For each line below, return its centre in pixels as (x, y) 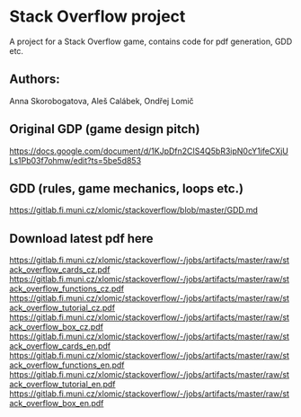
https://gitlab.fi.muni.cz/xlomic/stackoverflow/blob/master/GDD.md (134, 210)
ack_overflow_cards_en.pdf (60, 346)
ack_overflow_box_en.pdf (57, 404)
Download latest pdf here (82, 239)
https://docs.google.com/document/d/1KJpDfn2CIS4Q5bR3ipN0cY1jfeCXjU (149, 151)
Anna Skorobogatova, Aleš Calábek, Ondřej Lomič (102, 101)
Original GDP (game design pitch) (105, 129)
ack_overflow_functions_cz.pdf (66, 288)
